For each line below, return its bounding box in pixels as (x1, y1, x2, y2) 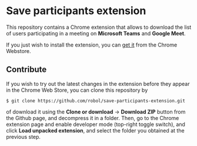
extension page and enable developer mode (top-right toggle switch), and (6, 121, 185, 128)
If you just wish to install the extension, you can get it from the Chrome (6, 41, 178, 48)
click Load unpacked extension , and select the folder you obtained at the (6, 127, 185, 134)
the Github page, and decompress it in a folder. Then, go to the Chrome (6, 114, 179, 121)
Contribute (6, 65, 47, 75)
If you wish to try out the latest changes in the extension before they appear (6, 80, 190, 87)
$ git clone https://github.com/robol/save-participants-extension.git (6, 98, 185, 104)
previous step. (6, 133, 41, 140)
